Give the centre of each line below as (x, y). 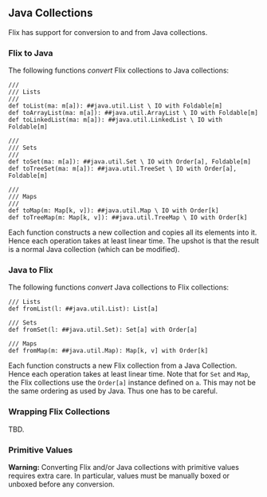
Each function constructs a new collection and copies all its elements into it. (133, 233)
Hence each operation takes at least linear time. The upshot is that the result (133, 241)
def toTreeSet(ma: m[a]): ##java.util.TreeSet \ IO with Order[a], (123, 169)
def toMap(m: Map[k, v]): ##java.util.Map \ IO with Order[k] (114, 211)
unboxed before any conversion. (61, 484)
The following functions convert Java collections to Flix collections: (119, 287)
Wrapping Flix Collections (59, 412)
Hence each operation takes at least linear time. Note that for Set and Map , (129, 374)
